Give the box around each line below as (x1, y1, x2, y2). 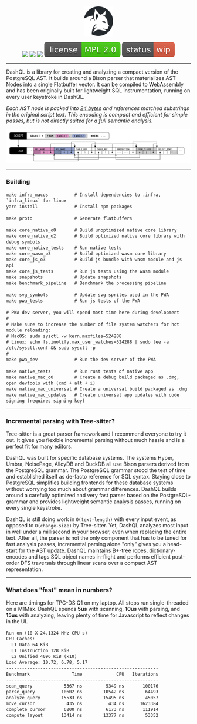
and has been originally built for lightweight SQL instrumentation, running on (6, 87, 191, 94)
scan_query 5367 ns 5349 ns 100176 (6, 683, 159, 689)
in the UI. (6, 618, 28, 625)
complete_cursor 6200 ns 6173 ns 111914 (6, 707, 159, 713)
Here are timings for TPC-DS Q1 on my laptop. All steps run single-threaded (6, 599, 189, 606)
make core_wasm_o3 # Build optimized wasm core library (6, 251, 167, 257)
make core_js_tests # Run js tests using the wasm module (6, 268, 169, 274)
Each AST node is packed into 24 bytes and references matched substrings (6, 105, 189, 112)
